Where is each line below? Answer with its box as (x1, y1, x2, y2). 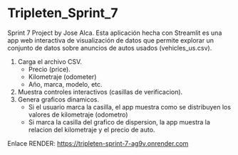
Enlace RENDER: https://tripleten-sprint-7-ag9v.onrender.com (7, 139, 189, 147)
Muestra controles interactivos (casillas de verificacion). (17, 87, 183, 96)
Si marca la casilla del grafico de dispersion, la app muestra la (28, 117, 210, 126)
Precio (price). (28, 65, 71, 73)
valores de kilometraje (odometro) (28, 110, 128, 119)
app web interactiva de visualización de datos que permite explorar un (7, 36, 214, 44)
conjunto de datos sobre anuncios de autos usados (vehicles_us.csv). (7, 43, 212, 52)
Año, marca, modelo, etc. (28, 80, 103, 88)
